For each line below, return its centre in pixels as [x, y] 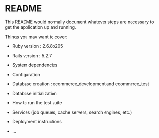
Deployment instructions [37, 121]
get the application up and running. [40, 27]
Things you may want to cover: [36, 37]
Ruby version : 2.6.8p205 [38, 46]
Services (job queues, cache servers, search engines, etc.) [72, 112]
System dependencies [35, 65]
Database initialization [35, 93]
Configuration [26, 74]
